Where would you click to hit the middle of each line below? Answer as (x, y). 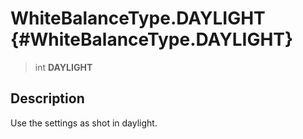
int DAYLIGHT (63, 67)
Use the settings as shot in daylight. (84, 123)
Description (47, 98)
